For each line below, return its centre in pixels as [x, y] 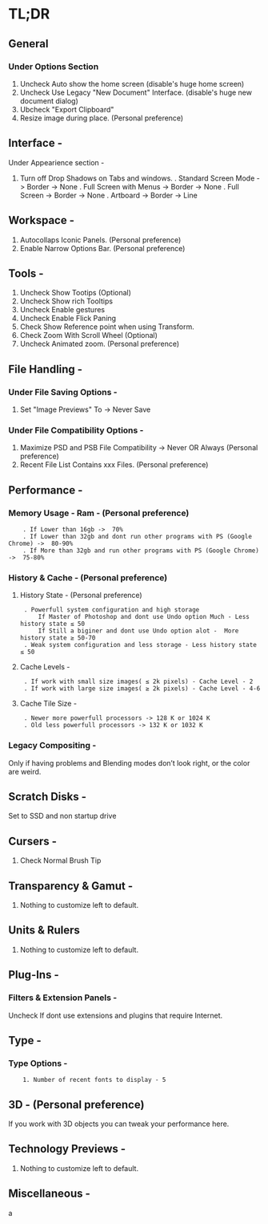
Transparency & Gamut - [71, 886]
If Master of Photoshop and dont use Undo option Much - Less [144, 617]
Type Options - [38, 1063]
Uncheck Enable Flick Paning [68, 319]
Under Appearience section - [56, 162]
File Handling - [45, 369]
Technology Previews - [67, 1149]
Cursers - [33, 841]
